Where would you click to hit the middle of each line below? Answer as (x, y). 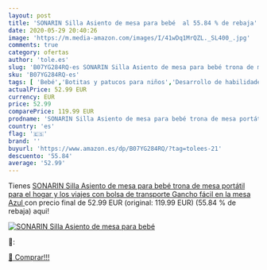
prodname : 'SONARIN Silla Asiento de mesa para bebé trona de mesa (122, 119)
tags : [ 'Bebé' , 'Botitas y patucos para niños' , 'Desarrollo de (115, 82)
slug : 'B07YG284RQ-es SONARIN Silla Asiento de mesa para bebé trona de (131, 67)
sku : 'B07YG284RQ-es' (44, 75)
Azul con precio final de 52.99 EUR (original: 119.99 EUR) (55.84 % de (122, 202)
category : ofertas (39, 52)
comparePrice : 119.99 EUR (51, 112)
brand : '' (25, 141)
